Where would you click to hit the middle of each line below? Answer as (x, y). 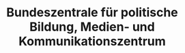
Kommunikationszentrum (92, 41)
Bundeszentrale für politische (92, 13)
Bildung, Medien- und (92, 27)
